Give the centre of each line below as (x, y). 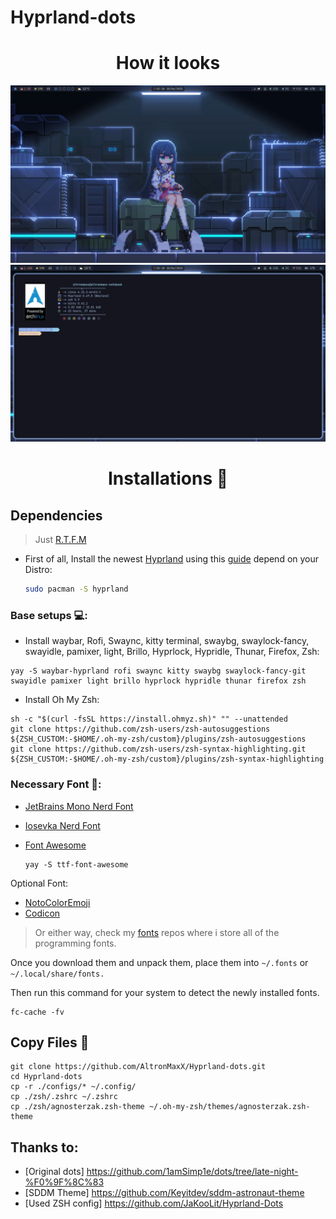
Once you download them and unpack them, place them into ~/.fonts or (159, 962)
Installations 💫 (168, 478)
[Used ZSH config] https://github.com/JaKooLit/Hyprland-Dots (154, 1203)
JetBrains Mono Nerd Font (79, 806)
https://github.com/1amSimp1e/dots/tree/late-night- (192, 1172)
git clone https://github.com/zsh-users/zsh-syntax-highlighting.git (158, 749)
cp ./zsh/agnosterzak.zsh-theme (77, 1107)
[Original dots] (54, 1172)
